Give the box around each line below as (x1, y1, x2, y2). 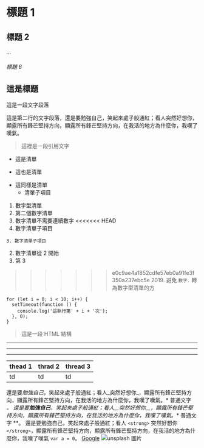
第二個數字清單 (15, 209, 53, 216)
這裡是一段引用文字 (21, 142, 70, 149)
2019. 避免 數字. (151, 276, 191, 283)
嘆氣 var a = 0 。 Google (38, 434, 100, 442)
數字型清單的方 (117, 284, 155, 291)
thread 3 (65, 362, 91, 371)
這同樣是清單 (15, 181, 47, 188)
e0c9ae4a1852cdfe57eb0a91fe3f (112, 269, 195, 276)
